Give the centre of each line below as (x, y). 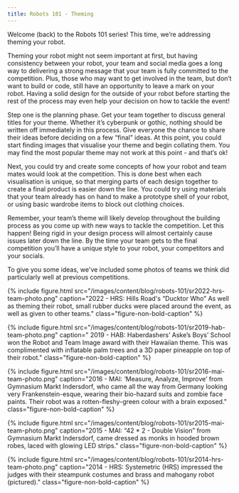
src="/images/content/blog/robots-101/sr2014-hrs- (149, 459)
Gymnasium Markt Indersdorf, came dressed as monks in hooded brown (113, 438)
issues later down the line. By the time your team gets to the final (102, 240)
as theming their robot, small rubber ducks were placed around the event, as (119, 306)
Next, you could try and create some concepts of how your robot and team (117, 166)
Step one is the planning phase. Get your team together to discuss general (116, 115)
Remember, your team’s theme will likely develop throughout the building (114, 218)
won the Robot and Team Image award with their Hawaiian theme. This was (118, 342)
